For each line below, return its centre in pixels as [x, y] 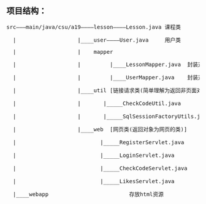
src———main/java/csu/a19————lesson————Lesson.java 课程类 [94, 27]
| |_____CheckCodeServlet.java [100, 168]
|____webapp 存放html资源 [88, 194]
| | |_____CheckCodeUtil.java [97, 103]
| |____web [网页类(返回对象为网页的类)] [100, 129]
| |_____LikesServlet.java [93, 181]
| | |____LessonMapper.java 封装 [105, 64]
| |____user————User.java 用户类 [97, 40]
